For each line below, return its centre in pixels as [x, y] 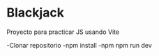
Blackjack [35, 13]
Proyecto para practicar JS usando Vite [63, 32]
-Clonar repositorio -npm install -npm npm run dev [79, 45]
